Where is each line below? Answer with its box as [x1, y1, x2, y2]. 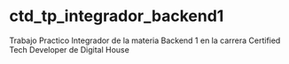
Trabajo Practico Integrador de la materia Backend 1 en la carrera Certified [9, 35, 281, 46]
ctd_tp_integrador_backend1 [9, 6, 224, 26]
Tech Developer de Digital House [9, 44, 130, 54]
